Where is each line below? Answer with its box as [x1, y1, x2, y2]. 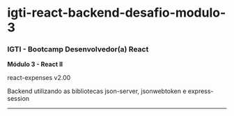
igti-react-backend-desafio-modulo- [7, 5, 226, 21]
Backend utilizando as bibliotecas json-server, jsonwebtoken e [7, 87, 187, 95]
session [7, 94, 30, 103]
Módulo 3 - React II [7, 60, 63, 69]
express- [187, 87, 214, 95]
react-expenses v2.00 [7, 74, 71, 82]
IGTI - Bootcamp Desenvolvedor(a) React [7, 44, 149, 54]
